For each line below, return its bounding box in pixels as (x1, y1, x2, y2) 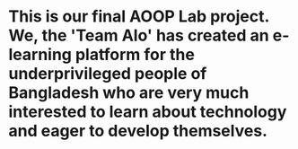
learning (8, 45, 73, 65)
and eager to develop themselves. (8, 121, 268, 141)
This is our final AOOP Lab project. (8, 6, 270, 27)
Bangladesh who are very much (8, 83, 250, 103)
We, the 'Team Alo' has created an (8, 25, 270, 46)
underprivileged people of (8, 64, 207, 84)
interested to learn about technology (8, 101, 287, 122)
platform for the (74, 45, 195, 65)
